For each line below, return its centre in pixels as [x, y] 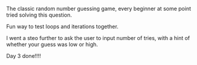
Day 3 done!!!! [23, 56]
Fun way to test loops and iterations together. [62, 27]
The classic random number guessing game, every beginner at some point [99, 9]
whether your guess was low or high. [52, 44]
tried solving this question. [39, 15]
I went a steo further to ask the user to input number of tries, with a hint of [98, 38]
